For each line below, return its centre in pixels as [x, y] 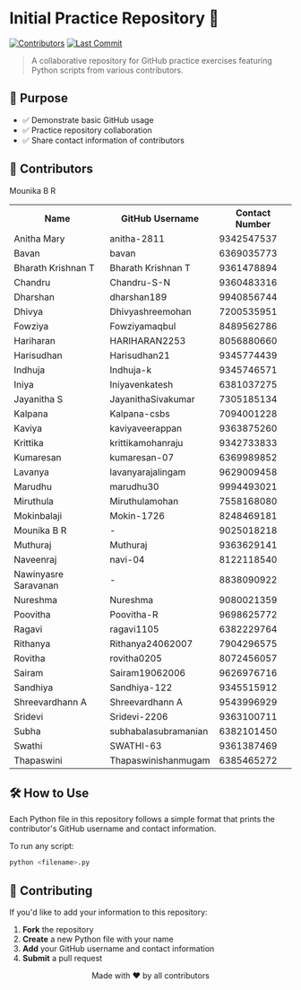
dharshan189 [138, 297]
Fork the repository [58, 930]
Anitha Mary [39, 239]
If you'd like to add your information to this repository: [108, 912]
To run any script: [42, 846]
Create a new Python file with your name [98, 939]
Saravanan [36, 585]
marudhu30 [134, 486]
